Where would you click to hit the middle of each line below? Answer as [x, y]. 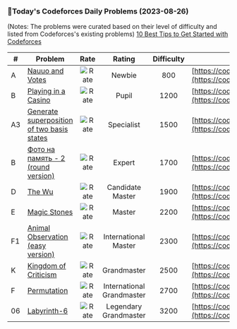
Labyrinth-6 [48, 311]
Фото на [41, 150]
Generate [43, 112]
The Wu [41, 192]
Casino [39, 100]
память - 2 [46, 158]
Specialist [124, 125]
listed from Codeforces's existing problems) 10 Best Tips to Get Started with [118, 34]
